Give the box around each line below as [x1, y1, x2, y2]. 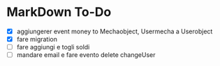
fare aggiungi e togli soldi [16, 43, 90, 51]
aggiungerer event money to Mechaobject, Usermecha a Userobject [16, 27, 213, 35]
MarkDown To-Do [6, 4, 112, 20]
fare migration [16, 35, 57, 43]
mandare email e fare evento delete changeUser [16, 51, 156, 59]
